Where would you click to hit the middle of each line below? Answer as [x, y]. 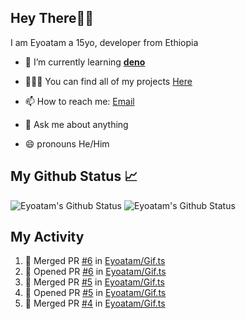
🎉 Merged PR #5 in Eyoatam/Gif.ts [94, 282]
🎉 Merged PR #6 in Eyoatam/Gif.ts [95, 261]
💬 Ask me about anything [76, 124]
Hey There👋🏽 [52, 18]
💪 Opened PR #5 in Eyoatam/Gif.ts [95, 293]
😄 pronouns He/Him [67, 143]
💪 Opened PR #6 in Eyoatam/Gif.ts [95, 272]
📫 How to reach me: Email [79, 101]
